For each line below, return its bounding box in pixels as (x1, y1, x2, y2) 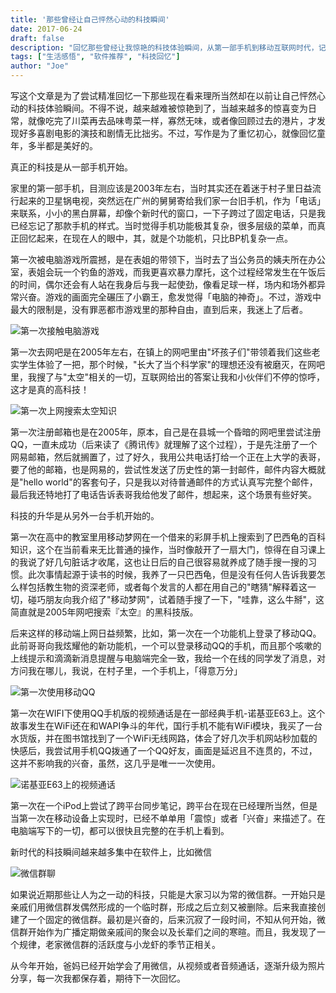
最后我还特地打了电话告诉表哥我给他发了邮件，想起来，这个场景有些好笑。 (10, 489, 317, 500)
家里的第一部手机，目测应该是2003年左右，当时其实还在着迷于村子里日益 (10, 182, 313, 194)
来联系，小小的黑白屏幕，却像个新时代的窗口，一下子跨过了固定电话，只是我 (10, 207, 326, 219)
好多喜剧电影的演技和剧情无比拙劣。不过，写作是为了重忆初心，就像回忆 (18, 127, 317, 139)
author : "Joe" (10, 61, 70, 71)
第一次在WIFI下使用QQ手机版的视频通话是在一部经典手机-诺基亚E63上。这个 (10, 707, 326, 719)
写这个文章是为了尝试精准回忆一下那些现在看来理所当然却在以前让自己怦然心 (10, 90, 326, 101)
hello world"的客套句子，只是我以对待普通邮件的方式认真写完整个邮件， (23, 476, 318, 488)
